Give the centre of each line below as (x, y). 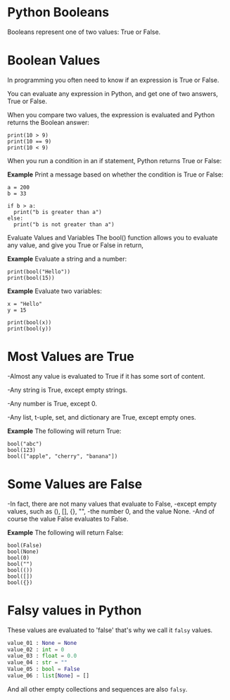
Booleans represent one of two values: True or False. (84, 32)
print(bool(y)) (30, 328)
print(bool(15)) (31, 278)
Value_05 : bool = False (44, 669)
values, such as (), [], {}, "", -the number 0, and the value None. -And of (111, 511)
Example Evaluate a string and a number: (67, 259)
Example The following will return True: (64, 431)
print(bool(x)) (30, 322)
